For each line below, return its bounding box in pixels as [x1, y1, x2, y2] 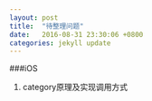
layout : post [9, 13, 59, 23]
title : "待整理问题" [9, 22, 84, 31]
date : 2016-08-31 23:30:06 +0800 [9, 30, 144, 39]
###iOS [9, 63, 38, 74]
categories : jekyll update [9, 38, 111, 48]
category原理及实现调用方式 [22, 82, 128, 93]
